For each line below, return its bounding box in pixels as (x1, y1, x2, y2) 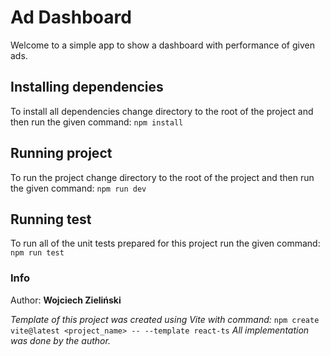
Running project (10, 145, 113, 162)
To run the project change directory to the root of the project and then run (10, 171, 315, 183)
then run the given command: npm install (10, 116, 184, 128)
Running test (10, 211, 92, 228)
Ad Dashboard (10, 6, 132, 29)
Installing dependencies (10, 79, 164, 96)
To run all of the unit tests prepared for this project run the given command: (10, 237, 321, 250)
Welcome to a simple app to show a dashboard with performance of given (10, 39, 315, 51)
